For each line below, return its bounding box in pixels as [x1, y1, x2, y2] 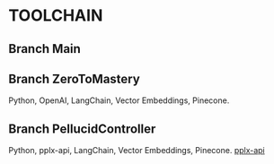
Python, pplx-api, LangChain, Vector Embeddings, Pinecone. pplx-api [8, 145, 266, 156]
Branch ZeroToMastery [8, 71, 140, 86]
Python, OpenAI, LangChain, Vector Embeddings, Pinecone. [8, 95, 230, 106]
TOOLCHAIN [8, 5, 103, 26]
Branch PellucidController [8, 121, 156, 136]
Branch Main [8, 41, 82, 56]
